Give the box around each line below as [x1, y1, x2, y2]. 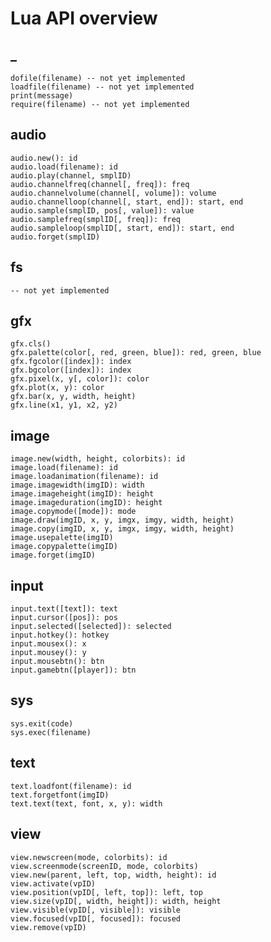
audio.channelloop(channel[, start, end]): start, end [10, 197, 244, 207]
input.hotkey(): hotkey [10, 630, 110, 641]
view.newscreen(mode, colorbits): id [10, 852, 168, 862]
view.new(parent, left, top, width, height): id [10, 870, 217, 880]
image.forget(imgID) [10, 550, 97, 561]
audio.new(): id [10, 153, 78, 163]
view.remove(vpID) [10, 922, 87, 932]
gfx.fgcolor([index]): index [10, 357, 132, 367]
